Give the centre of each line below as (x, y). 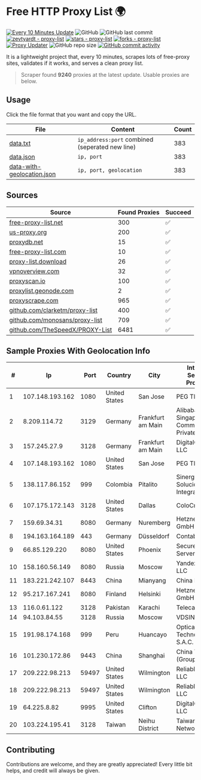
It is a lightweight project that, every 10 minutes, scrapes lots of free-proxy (98, 56)
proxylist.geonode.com (42, 291)
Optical (186, 627)
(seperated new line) (107, 147)
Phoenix (150, 550)
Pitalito (148, 485)
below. (29, 81)
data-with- (25, 166)
